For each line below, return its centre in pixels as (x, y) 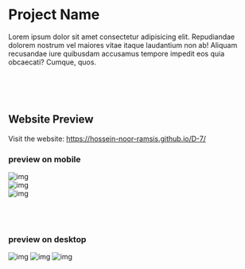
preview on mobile (45, 159)
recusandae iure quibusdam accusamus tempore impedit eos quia (117, 53)
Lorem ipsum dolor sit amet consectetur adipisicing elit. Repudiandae (122, 37)
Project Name (54, 15)
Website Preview (51, 120)
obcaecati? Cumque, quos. (52, 62)
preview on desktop (47, 239)
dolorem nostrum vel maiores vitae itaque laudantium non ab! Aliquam (123, 45)
